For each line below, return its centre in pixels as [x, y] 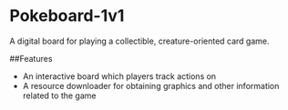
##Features [31, 58]
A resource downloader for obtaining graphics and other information [151, 85]
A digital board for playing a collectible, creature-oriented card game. [140, 41]
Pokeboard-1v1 [67, 16]
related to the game [59, 95]
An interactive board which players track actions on [119, 76]
